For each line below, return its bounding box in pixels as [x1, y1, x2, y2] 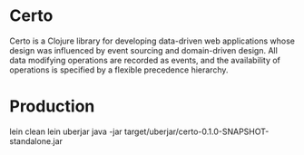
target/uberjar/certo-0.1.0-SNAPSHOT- [123, 126, 270, 137]
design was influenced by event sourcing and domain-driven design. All [9, 44, 279, 55]
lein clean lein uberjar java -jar [9, 126, 123, 137]
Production [9, 96, 95, 117]
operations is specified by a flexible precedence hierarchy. [9, 64, 229, 75]
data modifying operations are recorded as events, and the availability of [9, 54, 281, 65]
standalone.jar [9, 135, 64, 146]
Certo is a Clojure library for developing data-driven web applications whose [9, 35, 295, 46]
